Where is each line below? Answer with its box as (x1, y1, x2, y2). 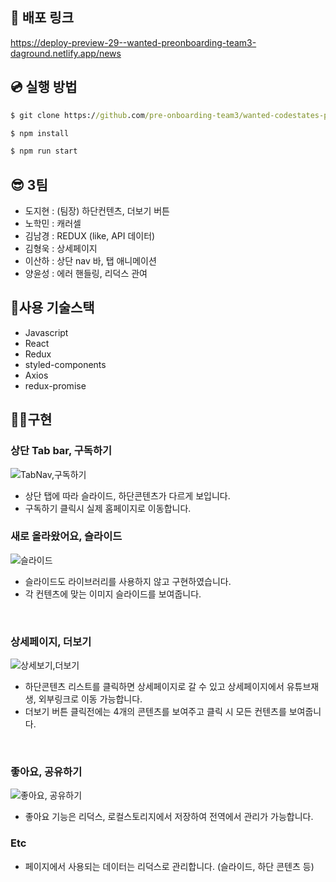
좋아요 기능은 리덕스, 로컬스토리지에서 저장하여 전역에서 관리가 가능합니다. (24, 811, 314, 823)
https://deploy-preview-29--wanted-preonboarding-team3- (10, 36, 257, 48)
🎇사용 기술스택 (10, 299, 95, 317)
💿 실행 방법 (10, 79, 78, 96)
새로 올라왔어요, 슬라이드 (10, 529, 123, 543)
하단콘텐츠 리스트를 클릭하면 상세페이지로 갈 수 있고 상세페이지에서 (24, 681, 285, 693)
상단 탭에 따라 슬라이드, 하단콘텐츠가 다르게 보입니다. (24, 489, 231, 502)
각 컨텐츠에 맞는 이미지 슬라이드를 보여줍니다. (24, 588, 202, 600)
